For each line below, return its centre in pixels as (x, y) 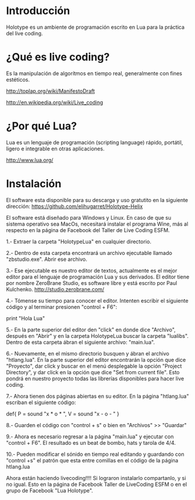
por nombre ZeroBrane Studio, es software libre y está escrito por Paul (92, 283)
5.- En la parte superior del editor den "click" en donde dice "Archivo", (91, 330)
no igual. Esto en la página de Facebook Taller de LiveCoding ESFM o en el (97, 484)
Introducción (38, 11)
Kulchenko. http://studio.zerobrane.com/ (55, 289)
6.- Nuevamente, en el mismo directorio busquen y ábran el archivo (88, 353)
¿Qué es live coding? (58, 57)
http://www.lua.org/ (30, 160)
